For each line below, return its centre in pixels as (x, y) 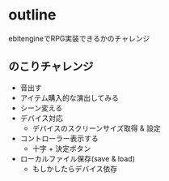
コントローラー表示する (59, 138)
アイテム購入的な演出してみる (69, 97)
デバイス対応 (41, 118)
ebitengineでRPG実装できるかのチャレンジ (79, 38)
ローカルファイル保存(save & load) (78, 158)
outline (32, 15)
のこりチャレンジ (51, 67)
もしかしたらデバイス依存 (75, 169)
